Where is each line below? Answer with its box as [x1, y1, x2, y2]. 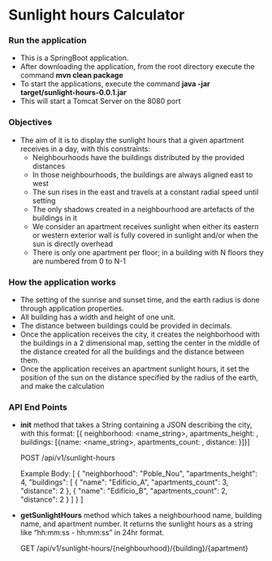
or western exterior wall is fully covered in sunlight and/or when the [32, 230, 258, 240]
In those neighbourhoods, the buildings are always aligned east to [32, 169, 253, 180]
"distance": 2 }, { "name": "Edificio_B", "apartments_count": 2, [19, 486, 228, 496]
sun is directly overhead [32, 238, 114, 249]
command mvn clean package [19, 71, 123, 80]
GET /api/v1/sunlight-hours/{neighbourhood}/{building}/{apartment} [19, 543, 249, 554]
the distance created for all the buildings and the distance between [19, 347, 245, 357]
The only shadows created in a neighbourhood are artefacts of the [32, 204, 255, 214]
